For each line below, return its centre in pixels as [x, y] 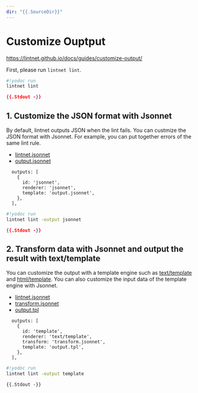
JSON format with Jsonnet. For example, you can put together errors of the [99, 136]
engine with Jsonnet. [32, 286]
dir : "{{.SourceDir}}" [34, 12]
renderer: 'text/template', [57, 337]
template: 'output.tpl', [53, 347]
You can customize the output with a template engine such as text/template [99, 273]
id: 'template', [42, 331]
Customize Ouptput [56, 41]
